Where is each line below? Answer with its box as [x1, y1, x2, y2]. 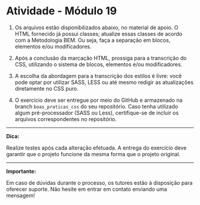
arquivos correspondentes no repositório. [14, 115, 117, 123]
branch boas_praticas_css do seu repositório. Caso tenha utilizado [14, 102, 179, 110]
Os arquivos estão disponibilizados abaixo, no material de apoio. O [14, 24, 179, 31]
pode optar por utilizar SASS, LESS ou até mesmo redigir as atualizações [14, 79, 193, 86]
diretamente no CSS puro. [14, 85, 79, 92]
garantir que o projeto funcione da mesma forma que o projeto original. [6, 150, 180, 157]
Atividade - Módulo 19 [6, 4, 117, 18]
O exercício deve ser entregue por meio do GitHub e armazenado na [14, 97, 183, 104]
